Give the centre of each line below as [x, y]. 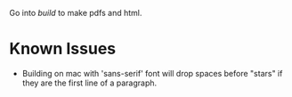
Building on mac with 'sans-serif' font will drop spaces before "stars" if [152, 73]
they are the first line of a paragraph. [89, 83]
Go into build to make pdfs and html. [76, 13]
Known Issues [63, 49]
